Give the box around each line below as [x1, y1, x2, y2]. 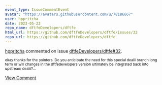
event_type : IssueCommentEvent [5, 7, 69, 12]
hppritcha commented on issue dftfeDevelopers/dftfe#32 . [5, 48, 122, 54]
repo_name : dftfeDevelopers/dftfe [5, 26, 76, 30]
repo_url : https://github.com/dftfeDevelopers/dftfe [5, 35, 116, 40]
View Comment [5, 75, 36, 81]
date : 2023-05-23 [5, 21, 41, 26]
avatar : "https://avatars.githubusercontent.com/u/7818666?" [5, 12, 133, 17]
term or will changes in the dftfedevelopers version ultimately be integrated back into [5, 62, 149, 67]
